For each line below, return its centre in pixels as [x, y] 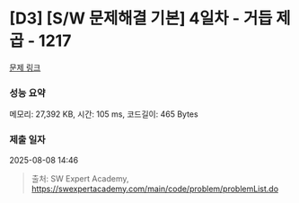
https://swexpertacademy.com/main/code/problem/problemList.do [155, 189]
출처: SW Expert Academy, [80, 178]
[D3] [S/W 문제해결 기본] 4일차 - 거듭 [141, 18]
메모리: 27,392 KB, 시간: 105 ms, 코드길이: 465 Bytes [104, 114]
